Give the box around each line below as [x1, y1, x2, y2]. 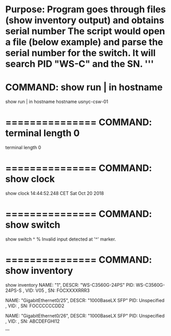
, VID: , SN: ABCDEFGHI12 [5, 318, 60, 324]
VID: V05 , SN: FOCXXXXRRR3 [25, 287, 90, 293]
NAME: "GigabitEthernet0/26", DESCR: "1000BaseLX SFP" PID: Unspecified [5, 312, 165, 319]
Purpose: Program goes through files [5, 4, 166, 15]
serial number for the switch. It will [5, 47, 156, 59]
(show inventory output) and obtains [5, 14, 164, 26]
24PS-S [5, 287, 22, 293]
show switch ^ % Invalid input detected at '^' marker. [5, 236, 116, 242]
